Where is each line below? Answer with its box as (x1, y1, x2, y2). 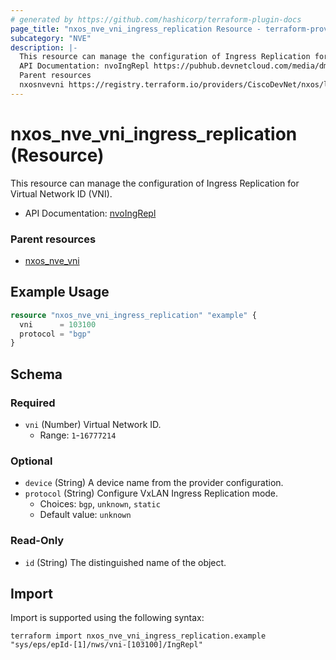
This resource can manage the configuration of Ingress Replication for (10, 177, 300, 189)
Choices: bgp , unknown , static (39, 498, 161, 510)
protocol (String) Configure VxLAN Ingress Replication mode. (24, 487, 279, 500)
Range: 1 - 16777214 (39, 429, 117, 441)
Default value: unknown (39, 509, 132, 521)
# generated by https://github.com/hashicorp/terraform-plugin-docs (10, 14, 302, 25)
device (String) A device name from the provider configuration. (24, 477, 284, 489)
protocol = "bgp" (19, 329, 92, 339)
